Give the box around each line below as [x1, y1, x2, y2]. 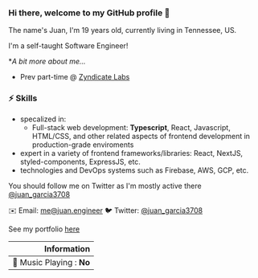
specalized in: [19, 114, 67, 124]
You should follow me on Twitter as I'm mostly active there [8, 181, 203, 190]
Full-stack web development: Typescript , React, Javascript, [31, 122, 231, 132]
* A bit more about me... [8, 56, 86, 67]
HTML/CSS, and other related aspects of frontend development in [31, 131, 251, 141]
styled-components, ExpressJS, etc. [19, 157, 141, 166]
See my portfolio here [8, 224, 80, 234]
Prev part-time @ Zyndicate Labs [19, 72, 130, 82]
